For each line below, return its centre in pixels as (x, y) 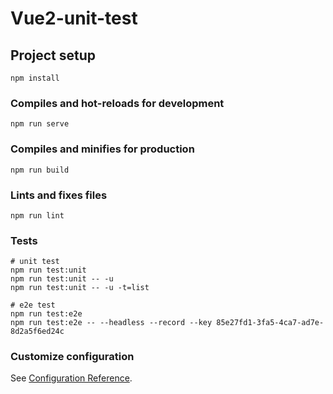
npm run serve (40, 124)
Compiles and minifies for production (102, 149)
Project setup (53, 55)
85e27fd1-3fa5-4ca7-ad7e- (270, 323)
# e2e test (33, 305)
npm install (35, 78)
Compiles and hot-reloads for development (117, 103)
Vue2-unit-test (74, 18)
